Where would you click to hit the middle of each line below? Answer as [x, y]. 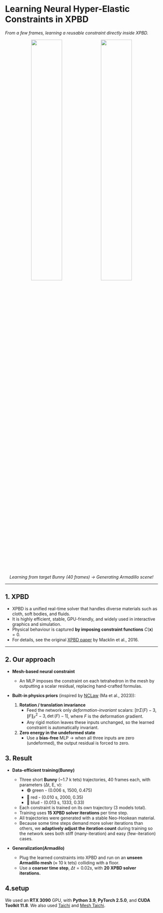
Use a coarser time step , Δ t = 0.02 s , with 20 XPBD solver [78, 868]
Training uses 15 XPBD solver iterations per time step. [74, 813]
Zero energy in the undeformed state [57, 733]
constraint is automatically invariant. [63, 728]
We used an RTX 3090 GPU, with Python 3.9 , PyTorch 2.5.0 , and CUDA [78, 900]
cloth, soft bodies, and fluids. [41, 614]
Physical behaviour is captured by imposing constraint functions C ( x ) [83, 629]
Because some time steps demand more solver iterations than [81, 823]
